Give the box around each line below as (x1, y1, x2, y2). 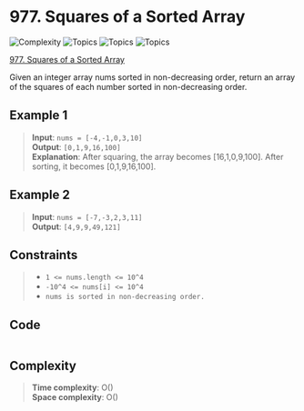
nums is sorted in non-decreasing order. (45, 293, 205, 302)
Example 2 (9, 187, 70, 203)
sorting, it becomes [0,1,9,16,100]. (31, 161, 157, 172)
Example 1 (9, 107, 68, 124)
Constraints (9, 247, 78, 263)
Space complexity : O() (31, 392, 118, 402)
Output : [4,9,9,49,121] (31, 221, 121, 232)
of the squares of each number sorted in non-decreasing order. (9, 81, 248, 92)
